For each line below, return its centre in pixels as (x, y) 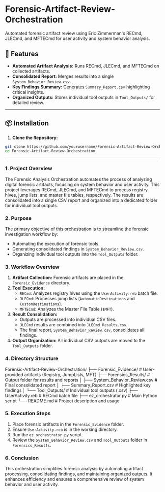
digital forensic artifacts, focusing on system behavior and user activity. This (82, 184)
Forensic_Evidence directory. (41, 283)
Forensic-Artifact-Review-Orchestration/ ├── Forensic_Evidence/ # (74, 369)
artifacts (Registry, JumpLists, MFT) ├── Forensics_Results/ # (87, 374)
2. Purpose (18, 218)
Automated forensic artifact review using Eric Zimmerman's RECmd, (74, 33)
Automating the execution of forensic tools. (56, 244)
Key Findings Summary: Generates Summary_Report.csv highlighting (81, 87)
